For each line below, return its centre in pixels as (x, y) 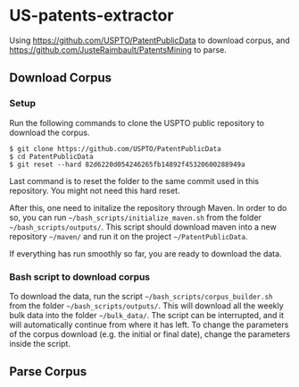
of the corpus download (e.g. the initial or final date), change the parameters (150, 334)
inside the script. (40, 343)
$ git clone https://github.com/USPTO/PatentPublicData (115, 148)
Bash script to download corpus (80, 276)
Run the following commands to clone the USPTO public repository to (137, 122)
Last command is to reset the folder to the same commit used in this (134, 181)
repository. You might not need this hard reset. (95, 190)
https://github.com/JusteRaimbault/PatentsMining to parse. (118, 49)
